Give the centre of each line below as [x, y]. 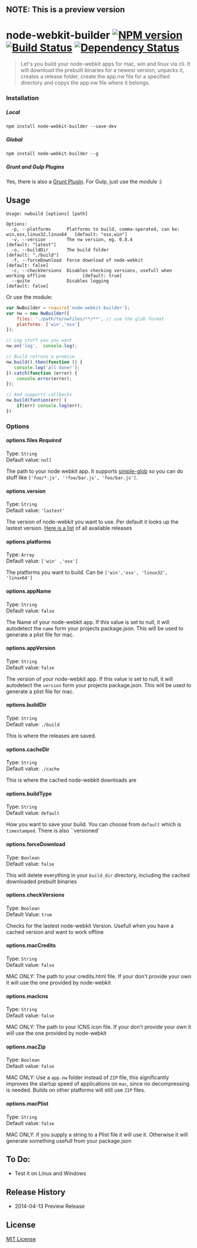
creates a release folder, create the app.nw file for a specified [95, 77]
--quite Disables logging [60, 281]
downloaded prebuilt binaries [42, 881]
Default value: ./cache [33, 769]
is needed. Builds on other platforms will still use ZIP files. [76, 1090]
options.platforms [29, 541]
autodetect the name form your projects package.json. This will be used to [95, 628]
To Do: [18, 1159]
